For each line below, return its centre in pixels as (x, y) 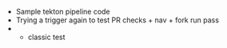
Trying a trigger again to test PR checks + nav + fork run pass (117, 20)
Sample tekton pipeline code (63, 12)
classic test (46, 37)
